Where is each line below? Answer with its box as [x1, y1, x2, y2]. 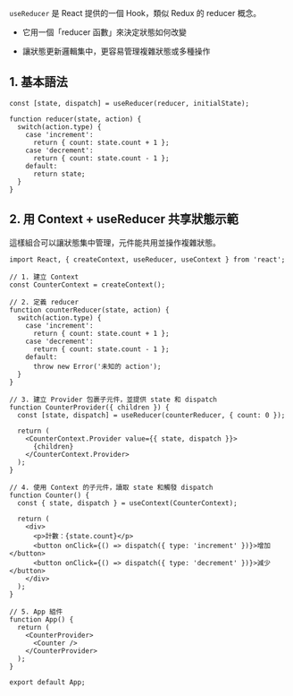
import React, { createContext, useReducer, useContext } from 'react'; [9, 254, 286, 264]
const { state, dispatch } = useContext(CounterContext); [17, 498, 239, 508]
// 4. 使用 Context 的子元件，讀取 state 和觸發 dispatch [9, 483, 213, 492]
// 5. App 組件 [9, 607, 63, 616]
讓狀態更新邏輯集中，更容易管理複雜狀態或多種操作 [21, 46, 211, 56]
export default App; [9, 677, 87, 687]
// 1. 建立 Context [9, 272, 80, 281]
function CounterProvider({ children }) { [9, 402, 170, 412]
